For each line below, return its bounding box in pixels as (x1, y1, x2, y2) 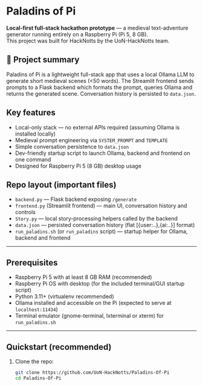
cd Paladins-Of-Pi (14, 375, 62, 381)
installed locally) (14, 130, 56, 137)
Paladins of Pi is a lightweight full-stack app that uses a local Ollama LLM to (6, 71, 195, 78)
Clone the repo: (14, 358, 54, 365)
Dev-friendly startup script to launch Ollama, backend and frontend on (14, 149, 190, 157)
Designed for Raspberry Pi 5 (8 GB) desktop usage (14, 162, 142, 169)
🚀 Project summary (6, 54, 80, 65)
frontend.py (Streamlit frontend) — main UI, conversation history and (14, 202, 187, 209)
